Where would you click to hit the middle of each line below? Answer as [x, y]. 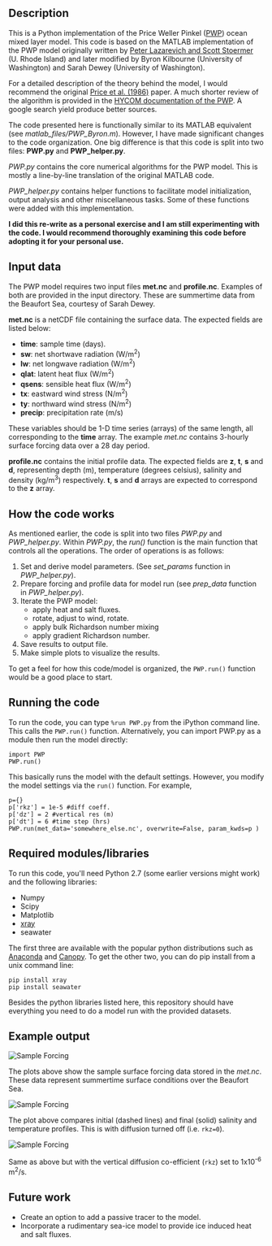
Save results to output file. [64, 645]
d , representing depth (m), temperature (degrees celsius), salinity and [125, 470]
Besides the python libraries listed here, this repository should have [121, 1002]
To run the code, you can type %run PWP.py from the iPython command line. [134, 722]
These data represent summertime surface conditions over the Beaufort [129, 1080]
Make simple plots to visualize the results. [90, 653]
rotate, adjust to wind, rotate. [81, 619]
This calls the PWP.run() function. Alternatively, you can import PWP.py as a [135, 731]
